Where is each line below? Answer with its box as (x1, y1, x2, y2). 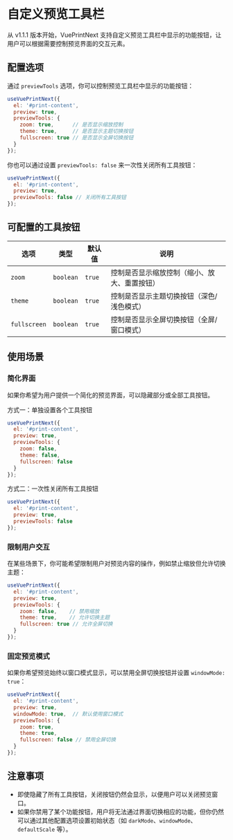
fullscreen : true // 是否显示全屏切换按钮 (19, 134, 134, 141)
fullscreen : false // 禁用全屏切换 (19, 736, 116, 743)
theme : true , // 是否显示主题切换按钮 (19, 128, 134, 135)
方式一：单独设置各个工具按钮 (7, 405, 92, 414)
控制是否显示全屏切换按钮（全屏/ (110, 315, 218, 324)
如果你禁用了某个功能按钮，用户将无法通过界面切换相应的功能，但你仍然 (17, 807, 224, 816)
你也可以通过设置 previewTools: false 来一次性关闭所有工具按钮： (7, 161, 198, 169)
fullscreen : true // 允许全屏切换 (19, 621, 113, 628)
